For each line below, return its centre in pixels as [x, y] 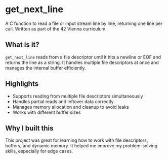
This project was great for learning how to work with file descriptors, [77, 140]
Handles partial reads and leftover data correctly [63, 101]
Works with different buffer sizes [47, 112]
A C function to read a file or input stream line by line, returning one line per [84, 23]
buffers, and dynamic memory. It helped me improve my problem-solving [81, 146]
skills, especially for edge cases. [39, 151]
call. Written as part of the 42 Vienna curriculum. [56, 28]
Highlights [22, 84]
